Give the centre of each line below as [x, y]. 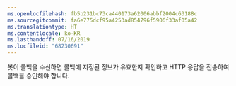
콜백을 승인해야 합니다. [39, 76]
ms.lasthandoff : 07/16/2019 [49, 40]
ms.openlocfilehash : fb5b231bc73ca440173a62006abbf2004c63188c [102, 14]
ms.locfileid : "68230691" [45, 46]
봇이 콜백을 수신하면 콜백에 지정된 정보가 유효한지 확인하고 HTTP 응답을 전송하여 [118, 67]
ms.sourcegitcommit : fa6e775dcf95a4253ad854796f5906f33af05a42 [102, 20]
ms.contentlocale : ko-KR [44, 33]
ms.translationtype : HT [42, 27]
